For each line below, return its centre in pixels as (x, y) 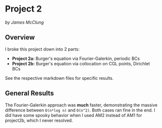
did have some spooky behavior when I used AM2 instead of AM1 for (74, 115)
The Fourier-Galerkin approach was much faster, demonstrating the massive (81, 105)
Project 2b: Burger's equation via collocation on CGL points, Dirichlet (81, 63)
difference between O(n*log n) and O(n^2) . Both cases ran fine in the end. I (80, 110)
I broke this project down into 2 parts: (42, 49)
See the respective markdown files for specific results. (59, 78)
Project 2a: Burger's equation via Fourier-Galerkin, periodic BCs (76, 58)
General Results (29, 93)
